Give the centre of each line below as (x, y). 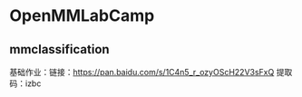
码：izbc (25, 83)
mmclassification (60, 49)
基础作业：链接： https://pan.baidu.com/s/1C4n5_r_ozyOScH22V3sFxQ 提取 (151, 72)
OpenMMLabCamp (82, 16)
